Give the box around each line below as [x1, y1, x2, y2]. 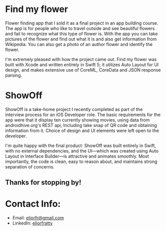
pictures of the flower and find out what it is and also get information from [5, 36, 157, 42]
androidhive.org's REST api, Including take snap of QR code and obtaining [5, 122, 157, 128]
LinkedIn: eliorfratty [12, 220, 53, 226]
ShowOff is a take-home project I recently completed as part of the [5, 106, 143, 112]
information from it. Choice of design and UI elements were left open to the [5, 127, 160, 133]
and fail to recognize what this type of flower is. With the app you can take [5, 30, 158, 36]
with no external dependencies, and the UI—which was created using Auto [5, 147, 159, 153]
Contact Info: [5, 198, 61, 209]
